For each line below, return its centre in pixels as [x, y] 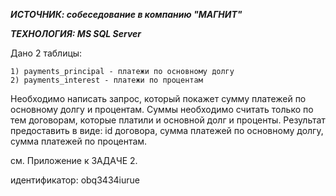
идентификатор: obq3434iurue [75, 180]
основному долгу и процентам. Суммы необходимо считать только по [162, 109]
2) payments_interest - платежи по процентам [106, 80]
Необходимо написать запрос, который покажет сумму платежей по [158, 98]
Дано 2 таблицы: [46, 53]
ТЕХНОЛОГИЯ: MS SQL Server [76, 33]
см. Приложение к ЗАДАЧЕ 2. [74, 160]
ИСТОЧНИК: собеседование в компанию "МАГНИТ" [126, 14]
